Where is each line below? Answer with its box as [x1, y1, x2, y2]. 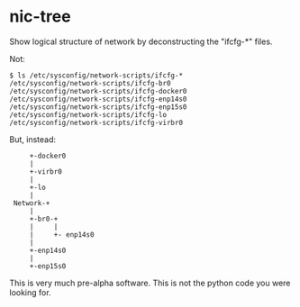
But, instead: [9, 133, 57, 145]
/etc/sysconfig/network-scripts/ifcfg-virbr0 [9, 118, 183, 127]
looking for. [9, 286, 51, 298]
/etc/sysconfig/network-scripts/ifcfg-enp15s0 [9, 102, 187, 112]
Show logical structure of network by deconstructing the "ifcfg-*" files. [9, 36, 273, 47]
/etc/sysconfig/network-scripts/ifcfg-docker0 [9, 86, 187, 95]
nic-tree [9, 6, 71, 27]
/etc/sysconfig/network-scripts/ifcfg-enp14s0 [9, 95, 187, 104]
